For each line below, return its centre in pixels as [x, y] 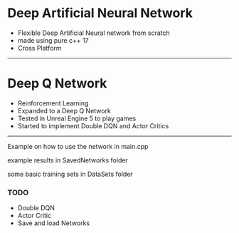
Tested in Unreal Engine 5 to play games [77, 118]
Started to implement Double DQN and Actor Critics [93, 125]
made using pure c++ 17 [53, 40]
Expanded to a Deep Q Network [64, 110]
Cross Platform [39, 48]
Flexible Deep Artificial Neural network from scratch [94, 33]
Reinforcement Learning [53, 103]
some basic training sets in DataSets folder [70, 174]
